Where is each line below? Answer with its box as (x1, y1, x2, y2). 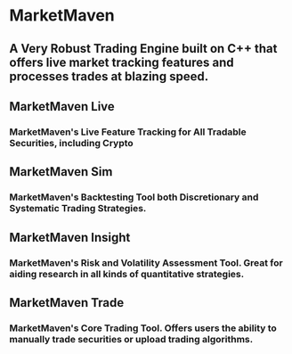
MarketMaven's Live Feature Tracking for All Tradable (9, 126, 247, 138)
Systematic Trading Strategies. (9, 202, 147, 215)
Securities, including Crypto (9, 136, 134, 149)
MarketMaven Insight (9, 229, 131, 245)
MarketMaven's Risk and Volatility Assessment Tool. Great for (9, 256, 283, 268)
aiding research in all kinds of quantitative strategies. (9, 268, 245, 280)
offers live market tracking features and (9, 54, 234, 70)
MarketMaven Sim (9, 164, 113, 179)
